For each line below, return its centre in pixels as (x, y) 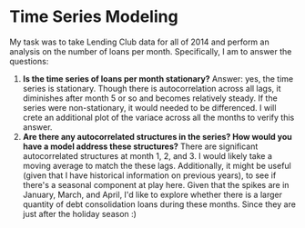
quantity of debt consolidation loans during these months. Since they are (159, 204)
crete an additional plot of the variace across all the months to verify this (158, 117)
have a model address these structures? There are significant (140, 146)
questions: (29, 61)
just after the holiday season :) (79, 213)
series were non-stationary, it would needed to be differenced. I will (149, 107)
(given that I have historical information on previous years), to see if (149, 175)
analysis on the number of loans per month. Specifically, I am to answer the (151, 51)
